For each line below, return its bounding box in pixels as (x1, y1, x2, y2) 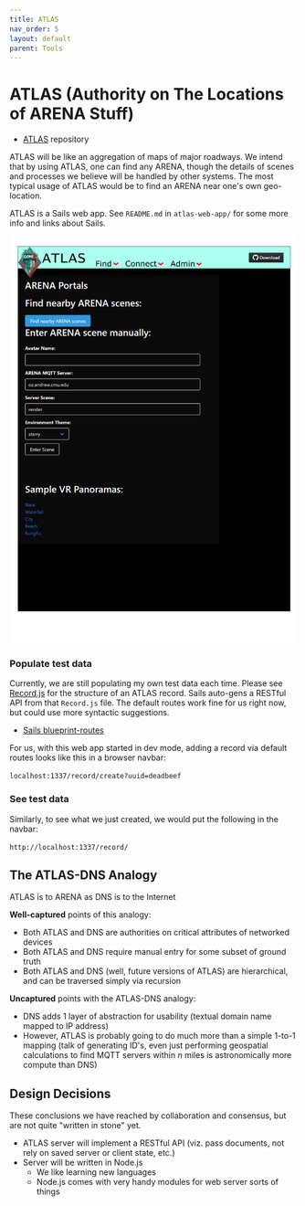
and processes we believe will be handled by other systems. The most (9, 171, 274, 182)
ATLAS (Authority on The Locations (9, 84, 285, 105)
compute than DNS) (22, 1060, 98, 1071)
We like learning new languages (36, 1167, 157, 1178)
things (36, 1186, 61, 1197)
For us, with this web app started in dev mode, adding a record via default (9, 743, 288, 754)
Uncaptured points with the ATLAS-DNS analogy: (9, 993, 196, 1004)
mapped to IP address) (22, 1021, 110, 1031)
